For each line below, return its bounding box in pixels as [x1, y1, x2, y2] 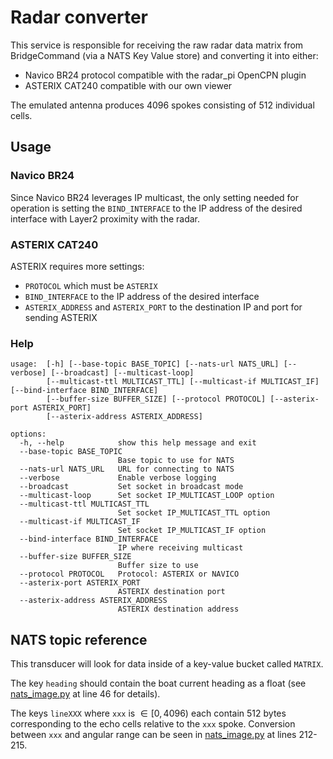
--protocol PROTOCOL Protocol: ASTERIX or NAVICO [19, 569, 240, 580]
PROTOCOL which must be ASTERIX [24, 279, 158, 291]
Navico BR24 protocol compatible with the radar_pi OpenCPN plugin [24, 69, 307, 81]
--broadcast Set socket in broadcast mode [19, 482, 244, 492]
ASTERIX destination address [117, 604, 240, 615]
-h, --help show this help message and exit [19, 438, 257, 448]
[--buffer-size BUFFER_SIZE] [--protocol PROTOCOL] [46, 394, 267, 405]
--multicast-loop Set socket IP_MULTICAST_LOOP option [19, 491, 275, 501]
